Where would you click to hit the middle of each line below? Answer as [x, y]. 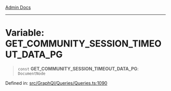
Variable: [25, 33]
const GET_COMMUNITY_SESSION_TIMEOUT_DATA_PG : [78, 69]
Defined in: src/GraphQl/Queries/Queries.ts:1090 [56, 83]
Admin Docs [18, 7]
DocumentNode [32, 74]
